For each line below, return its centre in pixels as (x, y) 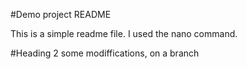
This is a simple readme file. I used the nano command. (124, 33)
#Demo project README (61, 14)
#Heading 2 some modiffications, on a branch (105, 53)
